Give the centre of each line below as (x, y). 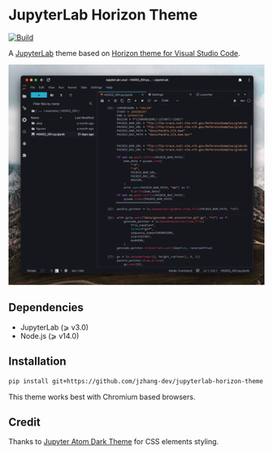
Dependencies (46, 307)
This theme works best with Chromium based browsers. (102, 396)
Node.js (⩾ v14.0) (50, 335)
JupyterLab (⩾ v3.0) (54, 327)
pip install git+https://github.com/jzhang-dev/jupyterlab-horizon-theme (136, 381)
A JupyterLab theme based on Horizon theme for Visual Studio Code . (125, 53)
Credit (24, 422)
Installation (37, 362)
